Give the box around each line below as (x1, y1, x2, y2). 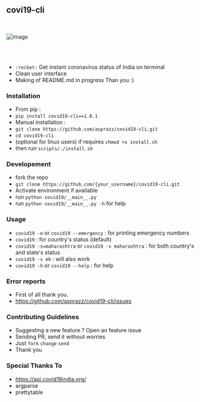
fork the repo (15, 174, 49, 181)
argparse (15, 382, 39, 389)
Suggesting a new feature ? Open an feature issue (15, 327, 142, 334)
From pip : (15, 105, 41, 113)
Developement (6, 160, 51, 169)
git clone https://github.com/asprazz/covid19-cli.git (15, 126, 158, 132)
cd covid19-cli (15, 133, 54, 139)
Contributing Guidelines (6, 313, 80, 321)
